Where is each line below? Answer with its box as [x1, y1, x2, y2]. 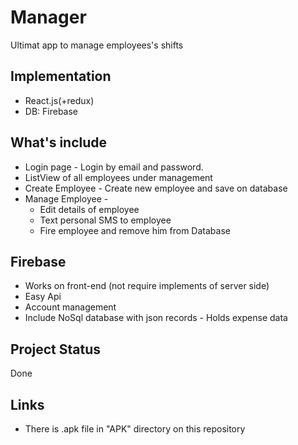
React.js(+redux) [24, 94, 95, 106]
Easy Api [24, 291, 62, 303]
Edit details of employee [39, 203, 140, 215]
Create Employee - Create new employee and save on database [24, 182, 288, 194]
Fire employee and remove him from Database [39, 224, 231, 236]
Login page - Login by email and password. [24, 161, 204, 173]
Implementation [10, 68, 112, 85]
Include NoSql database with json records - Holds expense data [24, 312, 288, 324]
